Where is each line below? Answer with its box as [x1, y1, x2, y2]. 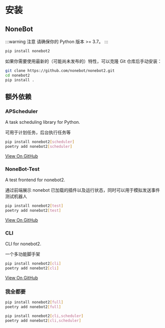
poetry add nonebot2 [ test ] [5, 208, 61, 213]
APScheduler [5, 108, 38, 115]
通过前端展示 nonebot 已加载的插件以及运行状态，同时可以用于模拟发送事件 [5, 187, 161, 193]
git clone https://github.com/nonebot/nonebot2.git [5, 68, 115, 73]
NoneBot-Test [5, 165, 40, 172]
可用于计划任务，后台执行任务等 [5, 129, 71, 135]
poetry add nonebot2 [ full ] [5, 305, 61, 310]
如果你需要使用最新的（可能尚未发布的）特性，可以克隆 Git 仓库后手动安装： [5, 58, 162, 64]
